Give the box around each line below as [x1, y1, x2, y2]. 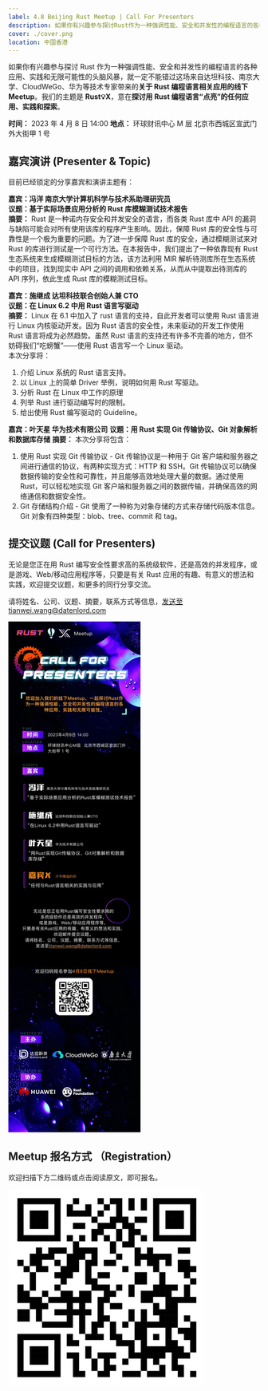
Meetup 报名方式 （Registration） [8, 1150, 178, 1164]
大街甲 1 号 [14, 128, 50, 139]
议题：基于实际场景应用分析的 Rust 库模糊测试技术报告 [8, 204, 188, 214]
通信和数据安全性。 [26, 492, 90, 501]
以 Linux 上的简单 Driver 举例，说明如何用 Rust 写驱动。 [19, 377, 203, 387]
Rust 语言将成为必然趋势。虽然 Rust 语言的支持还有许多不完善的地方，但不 [8, 331, 254, 341]
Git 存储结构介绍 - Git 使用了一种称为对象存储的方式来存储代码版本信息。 [19, 501, 259, 511]
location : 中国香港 [8, 38, 69, 46]
